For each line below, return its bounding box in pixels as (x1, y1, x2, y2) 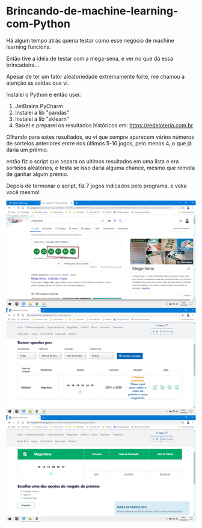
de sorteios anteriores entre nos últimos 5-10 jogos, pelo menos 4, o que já (6, 139, 192, 147)
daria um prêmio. (6, 146, 49, 153)
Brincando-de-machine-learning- (6, 4, 179, 18)
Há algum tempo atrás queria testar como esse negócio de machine (6, 37, 174, 44)
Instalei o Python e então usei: (6, 91, 81, 98)
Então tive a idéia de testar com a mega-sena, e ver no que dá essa (6, 55, 173, 62)
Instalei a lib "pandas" (14, 109, 70, 116)
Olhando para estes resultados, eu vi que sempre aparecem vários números (6, 133, 194, 141)
